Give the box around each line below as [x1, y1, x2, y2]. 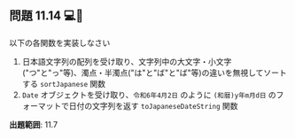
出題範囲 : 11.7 [9, 119, 58, 130]
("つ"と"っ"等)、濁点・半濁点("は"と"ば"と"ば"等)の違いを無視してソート [21, 67, 288, 78]
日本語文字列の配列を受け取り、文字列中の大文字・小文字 [21, 56, 232, 66]
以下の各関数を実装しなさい [9, 37, 111, 48]
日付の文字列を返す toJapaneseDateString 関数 [68, 100, 238, 111]
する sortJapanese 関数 [21, 78, 106, 88]
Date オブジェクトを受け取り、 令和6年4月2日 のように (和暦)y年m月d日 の [21, 89, 276, 100]
